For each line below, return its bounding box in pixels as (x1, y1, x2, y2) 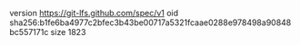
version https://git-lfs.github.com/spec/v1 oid (9, 8, 179, 18)
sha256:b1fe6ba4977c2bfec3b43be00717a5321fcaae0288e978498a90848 (9, 17, 292, 28)
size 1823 (50, 27, 86, 37)
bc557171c (9, 27, 49, 37)
